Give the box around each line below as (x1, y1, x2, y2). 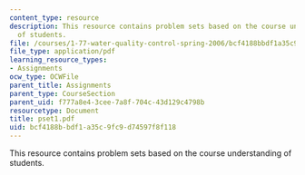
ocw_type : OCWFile (9, 73, 79, 82)
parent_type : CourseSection (9, 89, 116, 98)
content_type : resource (9, 13, 100, 23)
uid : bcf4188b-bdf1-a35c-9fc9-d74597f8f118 (9, 123, 177, 132)
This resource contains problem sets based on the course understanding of (9, 148, 292, 159)
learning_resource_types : (9, 55, 107, 64)
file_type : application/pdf (9, 47, 116, 56)
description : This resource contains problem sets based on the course (9, 22, 286, 31)
